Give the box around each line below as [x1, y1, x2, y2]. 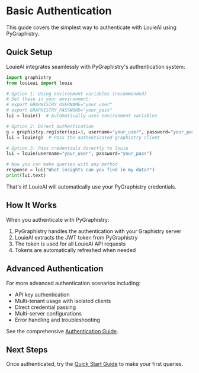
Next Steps [6, 345, 48, 355]
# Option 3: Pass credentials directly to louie [6, 145, 129, 151]
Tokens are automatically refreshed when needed [14, 246, 136, 253]
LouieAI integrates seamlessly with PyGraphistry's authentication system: [6, 63, 185, 70]
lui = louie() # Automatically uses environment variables [6, 113, 158, 119]
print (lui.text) [6, 173, 46, 178]
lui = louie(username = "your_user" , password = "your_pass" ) [6, 151, 152, 157]
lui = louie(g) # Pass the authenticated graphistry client [6, 135, 161, 141]
